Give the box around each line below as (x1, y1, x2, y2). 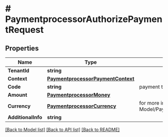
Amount (7, 92, 27, 98)
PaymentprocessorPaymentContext (46, 75, 134, 82)
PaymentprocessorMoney (46, 92, 110, 98)
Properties (5, 44, 39, 52)
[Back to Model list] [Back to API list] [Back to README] (5, 127, 120, 133)
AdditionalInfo (7, 114, 42, 121)
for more (139, 100, 159, 106)
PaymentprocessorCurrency (46, 103, 116, 110)
